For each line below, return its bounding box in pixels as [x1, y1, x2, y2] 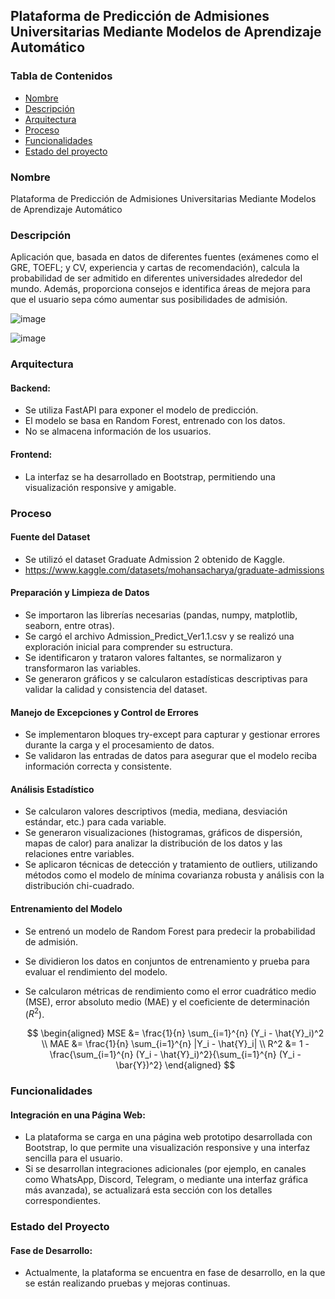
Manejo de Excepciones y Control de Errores [10, 706, 199, 718]
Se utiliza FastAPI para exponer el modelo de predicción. [24, 404, 259, 416]
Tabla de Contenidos [10, 69, 113, 83]
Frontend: [10, 449, 53, 460]
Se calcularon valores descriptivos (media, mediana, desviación [24, 805, 288, 818]
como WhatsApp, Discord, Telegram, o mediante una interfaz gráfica [24, 1174, 309, 1186]
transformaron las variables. [24, 662, 142, 674]
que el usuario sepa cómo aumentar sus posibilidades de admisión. [10, 294, 288, 306]
